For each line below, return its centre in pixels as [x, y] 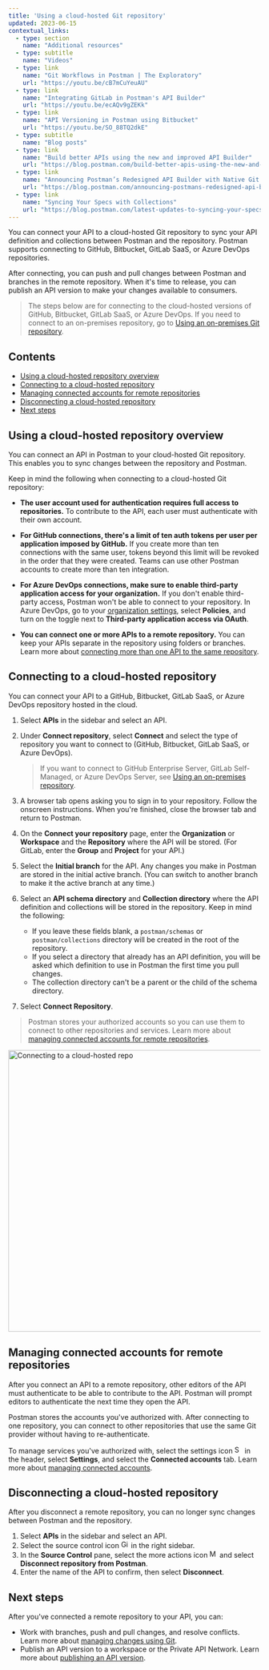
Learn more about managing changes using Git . [98, 1641]
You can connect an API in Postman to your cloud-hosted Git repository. [127, 455]
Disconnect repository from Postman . [84, 1563]
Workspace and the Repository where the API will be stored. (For [128, 842]
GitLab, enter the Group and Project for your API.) [102, 850]
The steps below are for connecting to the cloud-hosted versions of [140, 306]
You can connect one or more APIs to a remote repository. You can [132, 635]
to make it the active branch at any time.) [87, 883]
